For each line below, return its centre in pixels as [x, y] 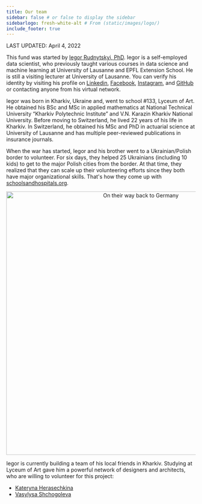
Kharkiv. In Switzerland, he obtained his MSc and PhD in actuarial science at [101, 126]
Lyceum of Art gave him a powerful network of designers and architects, [96, 470]
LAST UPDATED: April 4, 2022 [44, 46]
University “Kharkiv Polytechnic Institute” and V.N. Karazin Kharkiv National [99, 114]
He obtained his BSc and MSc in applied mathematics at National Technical [99, 107]
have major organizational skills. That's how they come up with [84, 177]
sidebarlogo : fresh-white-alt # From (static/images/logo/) [83, 23]
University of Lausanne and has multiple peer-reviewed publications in [94, 133]
